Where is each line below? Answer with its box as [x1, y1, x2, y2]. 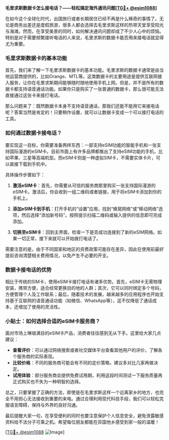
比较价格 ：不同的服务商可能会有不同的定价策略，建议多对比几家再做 [12, 360, 154, 366]
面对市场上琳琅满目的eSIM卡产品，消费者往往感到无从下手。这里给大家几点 [5, 330, 161, 336]
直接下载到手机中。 [9, 161, 49, 167]
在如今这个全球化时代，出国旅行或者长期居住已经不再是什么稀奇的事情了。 [5, 16, 159, 22]
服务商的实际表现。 [17, 353, 57, 360]
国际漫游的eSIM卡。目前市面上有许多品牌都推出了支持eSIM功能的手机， [9, 148, 159, 154]
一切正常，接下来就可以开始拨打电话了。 [17, 235, 101, 241]
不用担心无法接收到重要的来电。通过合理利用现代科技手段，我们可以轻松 [9, 396, 159, 402]
